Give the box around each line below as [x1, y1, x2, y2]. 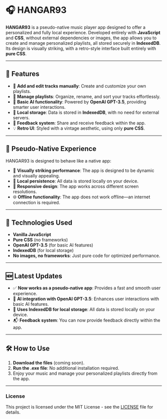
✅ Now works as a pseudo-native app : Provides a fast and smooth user [12, 285, 161, 291]
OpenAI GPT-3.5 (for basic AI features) [12, 242, 94, 248]
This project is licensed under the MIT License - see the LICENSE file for [5, 404, 153, 410]
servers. [12, 114, 30, 120]
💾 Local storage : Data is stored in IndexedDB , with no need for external [12, 109, 159, 115]
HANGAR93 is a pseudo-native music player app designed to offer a [5, 24, 146, 30]
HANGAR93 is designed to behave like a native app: [5, 158, 111, 164]
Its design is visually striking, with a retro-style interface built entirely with [5, 45, 157, 51]
